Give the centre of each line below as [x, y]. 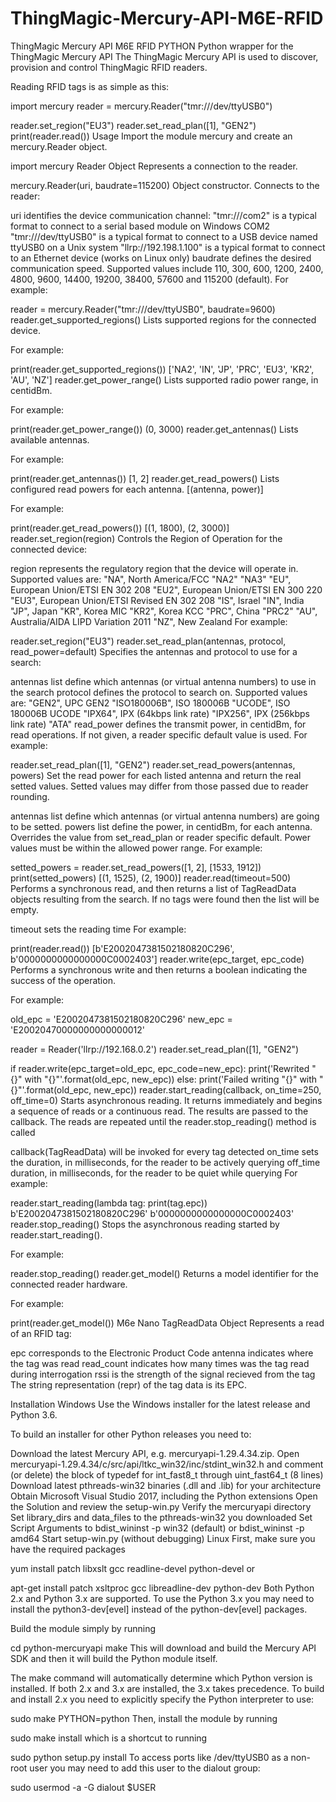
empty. [25, 909]
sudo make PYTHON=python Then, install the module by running [144, 1718]
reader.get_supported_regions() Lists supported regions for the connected [163, 319]
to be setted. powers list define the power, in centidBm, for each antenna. [161, 826]
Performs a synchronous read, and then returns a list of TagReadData [153, 888]
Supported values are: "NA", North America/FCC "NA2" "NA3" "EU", [151, 579]
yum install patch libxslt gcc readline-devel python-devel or [133, 1568]
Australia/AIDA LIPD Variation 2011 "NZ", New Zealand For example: [149, 621]
